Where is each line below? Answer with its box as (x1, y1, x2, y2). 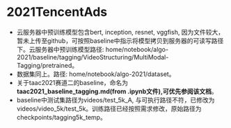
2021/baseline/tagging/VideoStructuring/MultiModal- (16, 53, 169, 61)
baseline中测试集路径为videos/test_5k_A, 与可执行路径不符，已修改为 (16, 95, 215, 104)
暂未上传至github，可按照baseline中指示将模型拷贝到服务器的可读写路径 (16, 36, 224, 45)
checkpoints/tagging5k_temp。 (16, 113, 107, 121)
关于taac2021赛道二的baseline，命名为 (16, 78, 129, 86)
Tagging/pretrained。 (16, 61, 79, 69)
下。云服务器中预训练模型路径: (16, 45, 104, 53)
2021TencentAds (6, 4, 108, 20)
